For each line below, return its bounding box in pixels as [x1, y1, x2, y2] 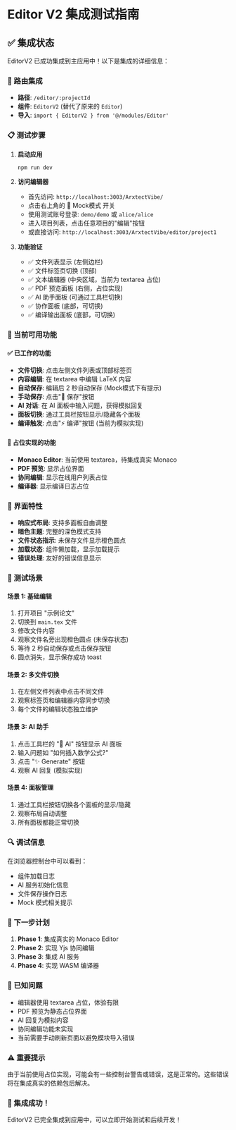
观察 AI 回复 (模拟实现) [17, 766, 83, 774]
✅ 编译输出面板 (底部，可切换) [27, 311, 116, 319]
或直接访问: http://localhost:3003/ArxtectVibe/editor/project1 [27, 228, 217, 236]
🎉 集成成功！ [7, 1098, 51, 1107]
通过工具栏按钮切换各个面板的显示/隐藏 [17, 800, 131, 809]
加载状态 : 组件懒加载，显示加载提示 [17, 545, 120, 553]
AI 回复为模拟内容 [17, 1016, 69, 1024]
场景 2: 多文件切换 [7, 670, 60, 679]
